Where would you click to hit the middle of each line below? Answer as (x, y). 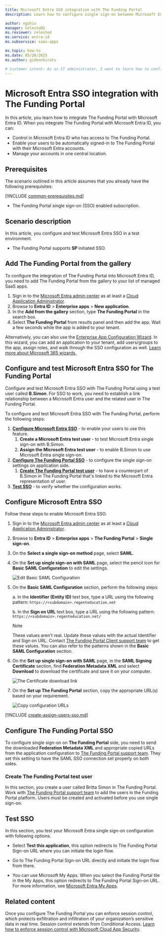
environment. (19, 238)
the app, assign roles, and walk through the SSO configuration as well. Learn (83, 347)
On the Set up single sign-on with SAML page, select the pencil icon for (86, 563)
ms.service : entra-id (27, 37)
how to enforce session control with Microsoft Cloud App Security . (73, 929)
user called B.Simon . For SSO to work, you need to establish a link (73, 393)
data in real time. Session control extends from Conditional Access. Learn (80, 924)
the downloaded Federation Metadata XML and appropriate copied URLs (80, 748)
